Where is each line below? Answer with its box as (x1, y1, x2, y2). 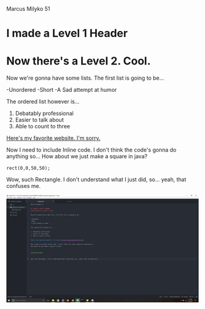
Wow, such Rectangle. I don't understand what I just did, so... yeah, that (6, 176, 187, 183)
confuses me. (6, 182, 41, 190)
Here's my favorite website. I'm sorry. (6, 134, 101, 142)
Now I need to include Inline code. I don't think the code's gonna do (6, 146, 177, 154)
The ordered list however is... (6, 98, 80, 105)
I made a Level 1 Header (6, 27, 128, 40)
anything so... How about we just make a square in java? (6, 153, 148, 160)
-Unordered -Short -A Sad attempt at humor (6, 86, 117, 94)
